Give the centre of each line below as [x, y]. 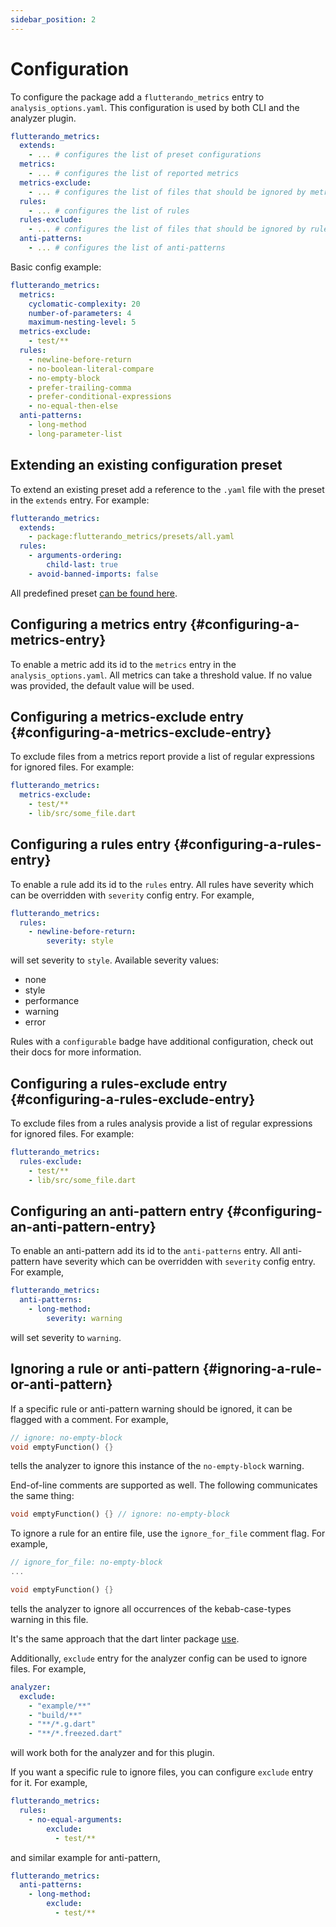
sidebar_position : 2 [53, 19]
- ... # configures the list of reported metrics [134, 174]
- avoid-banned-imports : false [93, 574]
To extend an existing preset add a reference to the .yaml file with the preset [167, 489]
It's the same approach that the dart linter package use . [125, 1638]
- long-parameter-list [75, 434]
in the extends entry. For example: [80, 500]
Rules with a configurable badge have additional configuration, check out [162, 1042]
